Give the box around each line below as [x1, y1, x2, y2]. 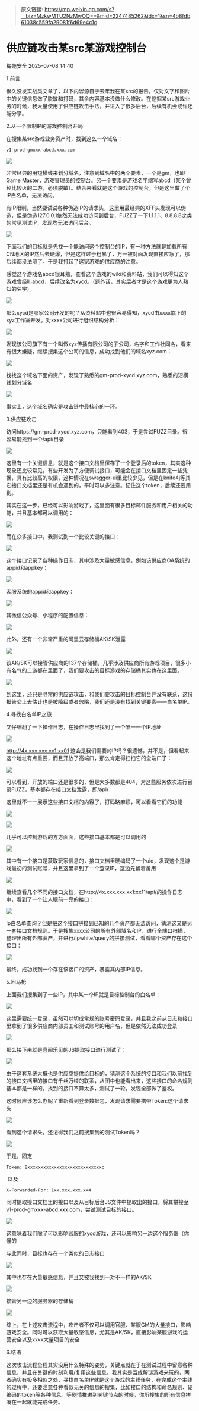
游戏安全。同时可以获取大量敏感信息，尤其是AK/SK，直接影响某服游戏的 [6, 1328, 183, 1335]
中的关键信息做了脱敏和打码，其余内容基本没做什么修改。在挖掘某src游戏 [6, 95, 185, 102]
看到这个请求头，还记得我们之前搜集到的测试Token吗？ [6, 1128, 141, 1136]
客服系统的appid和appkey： [6, 588, 75, 595]
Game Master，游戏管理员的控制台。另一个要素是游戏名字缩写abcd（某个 [6, 177, 187, 184]
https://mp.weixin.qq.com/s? [44, 6, 114, 12]
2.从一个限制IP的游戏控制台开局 [6, 122, 84, 130]
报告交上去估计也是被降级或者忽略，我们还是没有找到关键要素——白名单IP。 [6, 698, 192, 705]
